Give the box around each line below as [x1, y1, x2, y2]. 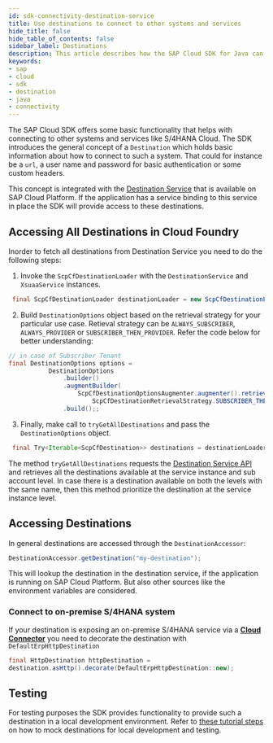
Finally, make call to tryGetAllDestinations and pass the [19, 419, 210, 429]
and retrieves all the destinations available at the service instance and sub [8, 467, 256, 477]
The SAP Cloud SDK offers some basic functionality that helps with [8, 125, 233, 135]
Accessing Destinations [8, 517, 132, 531]
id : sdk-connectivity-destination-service [8, 11, 154, 20]
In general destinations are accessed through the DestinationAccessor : [8, 538, 246, 548]
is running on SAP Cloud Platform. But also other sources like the [8, 577, 226, 587]
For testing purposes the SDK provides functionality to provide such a [8, 708, 242, 718]
